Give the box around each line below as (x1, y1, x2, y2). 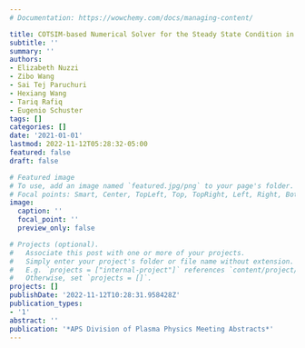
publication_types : (9, 299, 84, 308)
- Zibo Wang (9, 72, 54, 82)
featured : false (9, 148, 71, 157)
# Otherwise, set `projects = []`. (9, 273, 152, 283)
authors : (9, 55, 43, 65)
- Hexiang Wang (9, 88, 67, 98)
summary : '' (9, 46, 54, 55)
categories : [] (9, 123, 67, 132)
